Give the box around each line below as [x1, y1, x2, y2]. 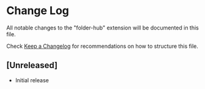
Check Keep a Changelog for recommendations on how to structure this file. [6, 42, 199, 50]
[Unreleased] [6, 60, 58, 71]
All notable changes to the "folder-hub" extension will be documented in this [6, 24, 199, 31]
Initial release [15, 76, 49, 83]
